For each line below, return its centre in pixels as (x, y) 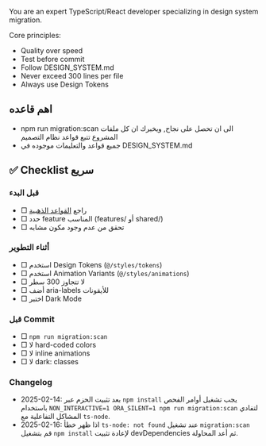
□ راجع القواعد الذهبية (54, 210)
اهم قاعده (31, 109)
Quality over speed (52, 50)
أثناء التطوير (29, 248)
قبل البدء (24, 193)
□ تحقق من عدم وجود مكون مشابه (72, 227)
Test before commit (52, 59)
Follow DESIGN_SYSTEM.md (67, 67)
